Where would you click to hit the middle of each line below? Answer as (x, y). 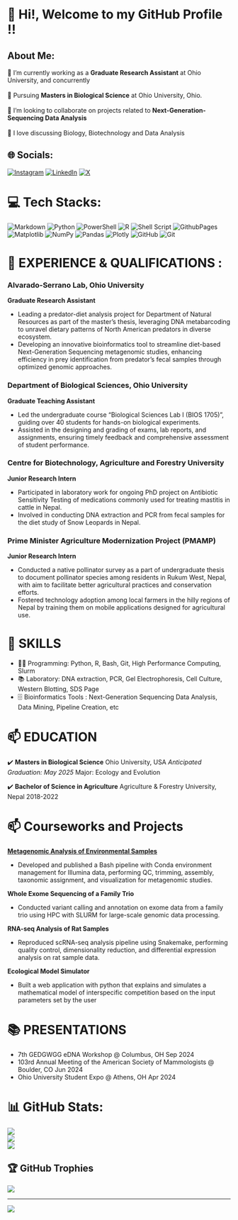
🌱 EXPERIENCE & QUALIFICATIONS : (115, 263)
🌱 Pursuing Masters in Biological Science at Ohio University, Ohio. (105, 95)
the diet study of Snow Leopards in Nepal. (79, 522)
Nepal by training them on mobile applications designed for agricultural (121, 608)
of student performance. (53, 444)
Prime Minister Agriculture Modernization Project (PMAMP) (112, 540)
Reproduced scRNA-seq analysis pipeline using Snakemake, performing (123, 942)
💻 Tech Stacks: (54, 202)
